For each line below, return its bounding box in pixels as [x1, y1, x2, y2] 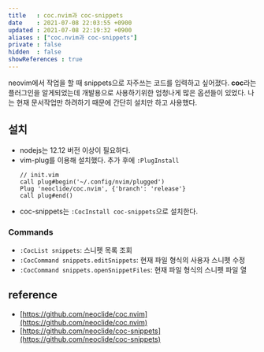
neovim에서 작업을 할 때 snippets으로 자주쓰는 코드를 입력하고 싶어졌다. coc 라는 [8, 78, 257, 87]
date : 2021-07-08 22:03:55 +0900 [8, 19, 132, 27]
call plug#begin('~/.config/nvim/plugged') [19, 178, 165, 186]
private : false [8, 41, 61, 49]
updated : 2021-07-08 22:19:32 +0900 [8, 26, 132, 34]
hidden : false [8, 48, 61, 56]
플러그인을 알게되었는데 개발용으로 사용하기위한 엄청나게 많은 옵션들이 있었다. [8, 87, 247, 97]
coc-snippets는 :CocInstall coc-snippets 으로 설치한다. [19, 206, 199, 216]
